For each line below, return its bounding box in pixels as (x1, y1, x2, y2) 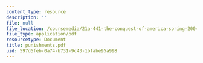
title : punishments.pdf (6, 43, 66, 49)
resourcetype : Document (6, 37, 66, 43)
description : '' (6, 14, 47, 20)
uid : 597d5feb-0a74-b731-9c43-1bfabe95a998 (6, 48, 118, 54)
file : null (6, 20, 34, 26)
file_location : (6, 25, 45, 32)
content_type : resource (6, 8, 66, 15)
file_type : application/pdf (6, 31, 77, 37)
